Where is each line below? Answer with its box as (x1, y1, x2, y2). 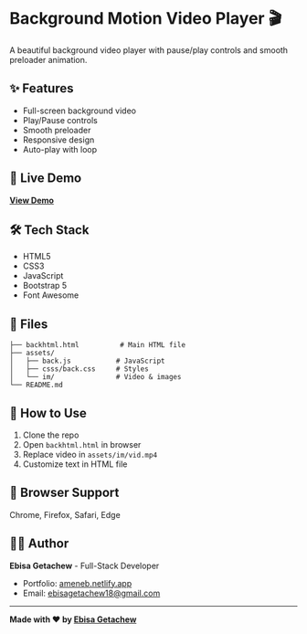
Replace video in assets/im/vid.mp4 (22, 449, 158, 460)
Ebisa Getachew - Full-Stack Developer (9, 560, 160, 571)
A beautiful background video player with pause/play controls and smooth (9, 44, 289, 56)
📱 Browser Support (9, 485, 120, 501)
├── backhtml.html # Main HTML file (9, 341, 185, 350)
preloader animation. (9, 54, 88, 65)
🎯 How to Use (9, 405, 87, 421)
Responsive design (22, 134, 95, 145)
